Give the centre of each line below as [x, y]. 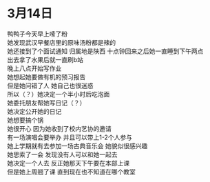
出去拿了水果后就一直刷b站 [45, 59]
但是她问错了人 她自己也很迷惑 [50, 85]
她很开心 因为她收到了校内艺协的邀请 [59, 128]
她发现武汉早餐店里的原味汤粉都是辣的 [61, 42]
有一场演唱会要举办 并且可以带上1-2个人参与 [70, 137]
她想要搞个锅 [25, 120]
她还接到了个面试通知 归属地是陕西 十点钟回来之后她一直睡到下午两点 [105, 51]
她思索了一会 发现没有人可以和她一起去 [62, 154]
